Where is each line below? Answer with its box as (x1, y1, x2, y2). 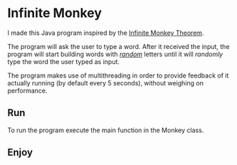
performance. (7, 86, 48, 95)
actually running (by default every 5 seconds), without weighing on (7, 78, 204, 87)
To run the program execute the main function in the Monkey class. (7, 126, 204, 134)
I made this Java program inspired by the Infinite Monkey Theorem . (7, 28, 204, 37)
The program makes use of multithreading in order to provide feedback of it (7, 71, 229, 80)
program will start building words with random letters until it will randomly (7, 50, 223, 58)
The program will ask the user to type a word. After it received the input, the (7, 42, 230, 50)
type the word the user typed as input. (7, 57, 120, 65)
